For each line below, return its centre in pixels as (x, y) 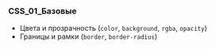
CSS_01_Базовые (42, 11)
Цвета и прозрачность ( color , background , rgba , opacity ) (113, 28)
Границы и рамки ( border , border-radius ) (88, 36)
